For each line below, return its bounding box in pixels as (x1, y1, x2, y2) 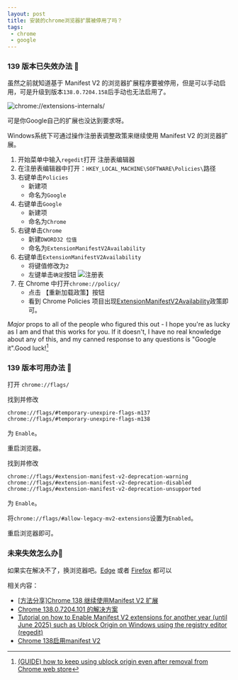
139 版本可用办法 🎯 (7, 363, 72, 373)
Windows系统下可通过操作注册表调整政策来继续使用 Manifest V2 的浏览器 (7, 132, 222, 140)
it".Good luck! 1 (7, 343, 49, 353)
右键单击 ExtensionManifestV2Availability (17, 253, 142, 261)
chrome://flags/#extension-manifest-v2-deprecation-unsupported (7, 486, 201, 493)
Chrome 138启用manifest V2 (17, 636, 101, 645)
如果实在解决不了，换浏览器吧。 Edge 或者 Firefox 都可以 (7, 566, 172, 574)
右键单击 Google (17, 200, 62, 208)
